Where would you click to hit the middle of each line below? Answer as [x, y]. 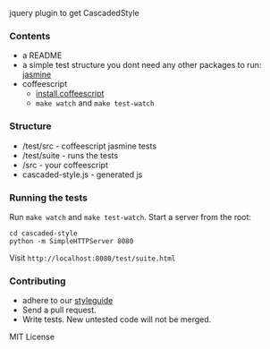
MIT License [32, 337]
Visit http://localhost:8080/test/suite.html [93, 258]
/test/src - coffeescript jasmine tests [89, 146]
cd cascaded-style [43, 233]
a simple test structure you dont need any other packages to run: [142, 65]
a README [42, 55]
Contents [30, 36]
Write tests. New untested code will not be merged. [117, 319]
